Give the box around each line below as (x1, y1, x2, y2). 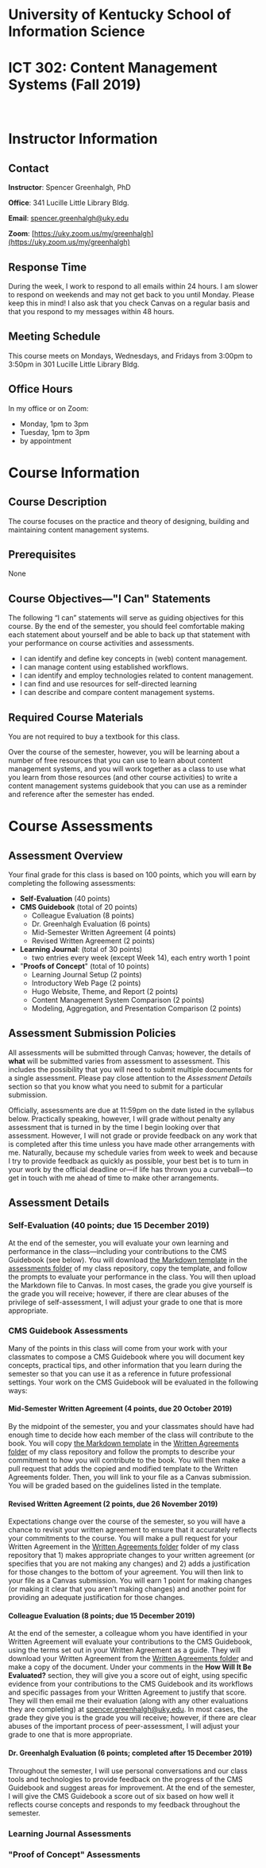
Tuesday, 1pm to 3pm (19, 427, 90, 437)
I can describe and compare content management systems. (19, 688, 215, 697)
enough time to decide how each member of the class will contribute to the (8, 1430, 254, 1439)
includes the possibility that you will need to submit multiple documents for (8, 1064, 253, 1074)
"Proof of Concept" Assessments (8, 1849, 141, 1860)
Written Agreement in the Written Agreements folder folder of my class (8, 1542, 240, 1551)
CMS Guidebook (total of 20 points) (19, 903, 138, 911)
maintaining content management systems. (8, 525, 149, 534)
